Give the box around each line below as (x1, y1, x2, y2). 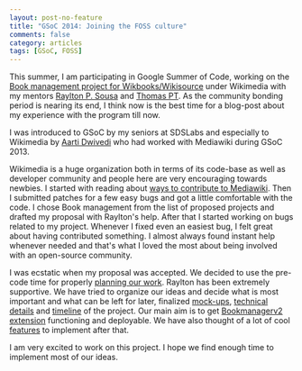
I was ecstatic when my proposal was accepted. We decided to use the (9, 267, 274, 278)
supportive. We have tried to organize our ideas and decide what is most (9, 286, 279, 297)
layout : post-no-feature (9, 13, 103, 23)
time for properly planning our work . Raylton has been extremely (30, 276, 270, 288)
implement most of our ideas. (9, 352, 119, 363)
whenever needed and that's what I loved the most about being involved (9, 240, 278, 251)
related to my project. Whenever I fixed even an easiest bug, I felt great (9, 222, 273, 232)
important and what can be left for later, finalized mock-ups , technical (9, 296, 269, 307)
